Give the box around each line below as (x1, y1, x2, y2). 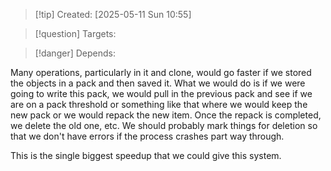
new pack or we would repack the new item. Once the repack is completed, (10, 109, 322, 121)
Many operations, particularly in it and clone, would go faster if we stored (10, 67, 312, 78)
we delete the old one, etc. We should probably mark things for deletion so (10, 120, 318, 131)
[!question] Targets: (34, 28, 117, 39)
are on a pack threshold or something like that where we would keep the (10, 99, 308, 110)
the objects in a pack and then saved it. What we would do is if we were (10, 77, 306, 89)
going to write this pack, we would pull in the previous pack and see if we (10, 88, 313, 99)
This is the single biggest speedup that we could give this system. (10, 150, 282, 161)
